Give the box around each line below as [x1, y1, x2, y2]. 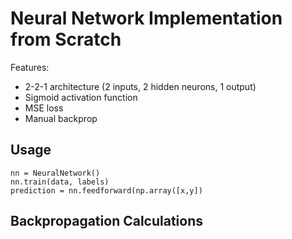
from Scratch [10, 28, 122, 51]
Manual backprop [24, 112, 98, 124]
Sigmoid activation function [24, 91, 138, 103]
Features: [10, 61, 50, 73]
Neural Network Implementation [10, 7, 283, 30]
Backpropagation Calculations [10, 213, 204, 230]
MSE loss [24, 102, 64, 114]
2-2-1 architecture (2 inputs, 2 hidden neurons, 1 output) [24, 80, 257, 92]
